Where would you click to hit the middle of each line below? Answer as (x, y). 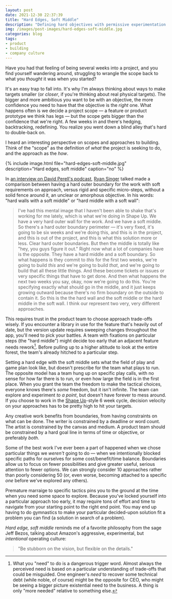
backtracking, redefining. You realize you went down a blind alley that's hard (86, 127)
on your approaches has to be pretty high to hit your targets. (69, 406)
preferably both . (22, 438)
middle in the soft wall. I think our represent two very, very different (89, 303)
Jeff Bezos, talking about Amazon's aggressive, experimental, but (75, 533)
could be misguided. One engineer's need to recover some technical (85, 574)
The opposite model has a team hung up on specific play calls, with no (80, 373)
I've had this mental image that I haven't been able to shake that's (87, 210)
